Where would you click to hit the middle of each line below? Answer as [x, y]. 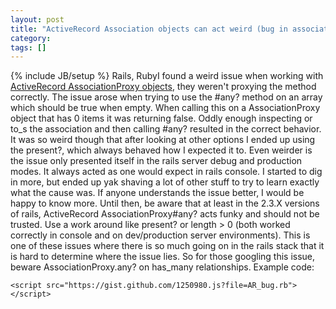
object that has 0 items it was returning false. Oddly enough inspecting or [161, 118]
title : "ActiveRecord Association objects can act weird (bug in [149, 29]
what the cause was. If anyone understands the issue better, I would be [157, 193]
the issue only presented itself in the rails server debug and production [156, 161]
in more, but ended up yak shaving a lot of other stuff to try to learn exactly [165, 182]
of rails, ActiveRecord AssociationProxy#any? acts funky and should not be [165, 214]
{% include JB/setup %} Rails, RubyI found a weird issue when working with [167, 76]
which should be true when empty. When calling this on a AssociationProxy [165, 108]
